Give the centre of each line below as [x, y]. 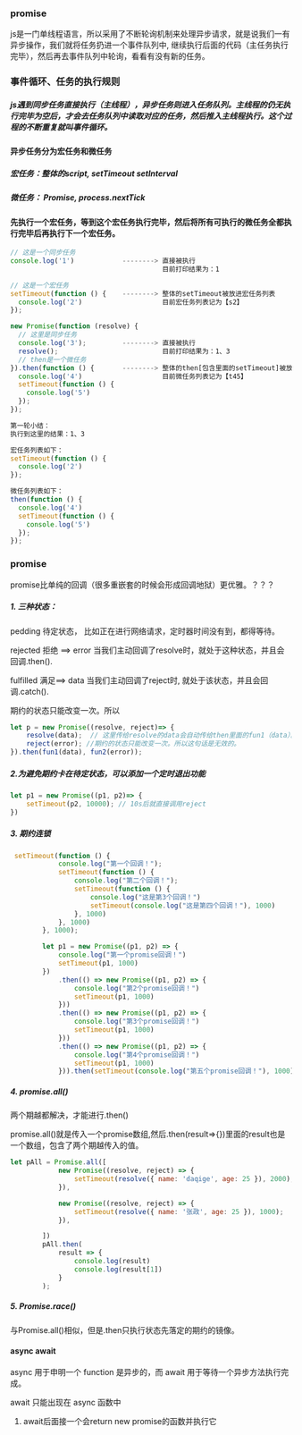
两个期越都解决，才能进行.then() [69, 1115]
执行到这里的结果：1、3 [48, 434]
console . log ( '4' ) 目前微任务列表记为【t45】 [133, 376]
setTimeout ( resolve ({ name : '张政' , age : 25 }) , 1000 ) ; [179, 1211]
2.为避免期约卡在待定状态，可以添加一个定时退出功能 [108, 773]
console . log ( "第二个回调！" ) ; [126, 881]
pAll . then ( [63, 1245]
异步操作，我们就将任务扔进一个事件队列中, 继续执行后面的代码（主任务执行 [149, 45]
